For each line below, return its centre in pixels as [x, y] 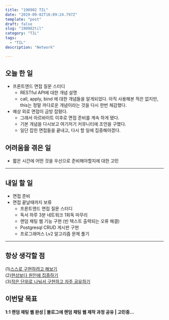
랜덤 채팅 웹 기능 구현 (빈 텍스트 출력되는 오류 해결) [70, 221]
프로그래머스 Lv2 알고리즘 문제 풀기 [55, 234]
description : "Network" [30, 47]
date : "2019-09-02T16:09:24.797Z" [41, 15]
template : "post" [23, 19]
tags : [11, 38]
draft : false [19, 24]
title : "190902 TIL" [27, 10]
